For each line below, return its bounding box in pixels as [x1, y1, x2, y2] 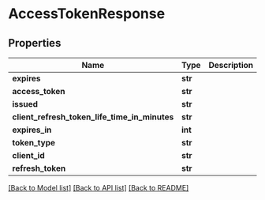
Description [208, 60, 254, 70]
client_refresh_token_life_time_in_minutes [12, 111, 174, 123]
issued [12, 99, 38, 109]
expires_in [12, 124, 52, 135]
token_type [12, 138, 56, 148]
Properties [8, 36, 62, 50]
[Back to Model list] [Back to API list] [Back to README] [8, 183, 189, 192]
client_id [12, 150, 45, 160]
